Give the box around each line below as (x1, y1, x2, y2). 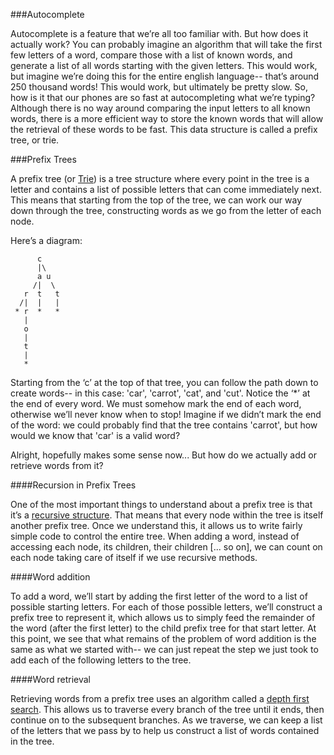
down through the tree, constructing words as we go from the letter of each (10, 205, 322, 216)
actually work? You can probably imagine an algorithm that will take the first (10, 39, 323, 50)
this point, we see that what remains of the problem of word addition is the (10, 633, 317, 644)
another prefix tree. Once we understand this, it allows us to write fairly (10, 520, 303, 531)
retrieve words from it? (10, 460, 104, 471)
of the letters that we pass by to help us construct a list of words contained (10, 725, 320, 736)
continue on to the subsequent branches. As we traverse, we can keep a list (10, 714, 323, 726)
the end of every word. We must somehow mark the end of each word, (10, 398, 302, 409)
